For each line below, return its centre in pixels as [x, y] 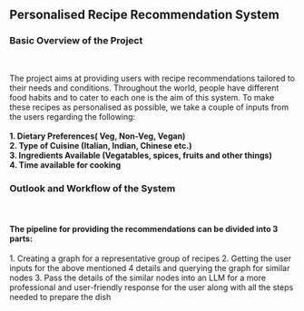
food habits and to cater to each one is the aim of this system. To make [142, 97]
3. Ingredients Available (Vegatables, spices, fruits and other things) [141, 155]
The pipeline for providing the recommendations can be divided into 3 [144, 228]
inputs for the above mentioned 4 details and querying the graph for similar [150, 268]
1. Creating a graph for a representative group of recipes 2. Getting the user [151, 258]
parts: [21, 238]
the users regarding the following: [73, 116]
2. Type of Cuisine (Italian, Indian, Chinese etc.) [101, 145]
